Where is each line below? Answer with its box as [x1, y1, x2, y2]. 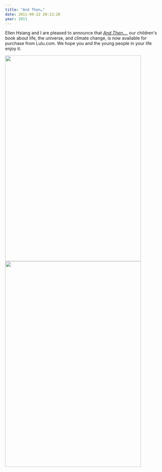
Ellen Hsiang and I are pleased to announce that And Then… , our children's [5, 30, 158, 36]
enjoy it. [5, 45, 21, 52]
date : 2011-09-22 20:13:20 [5, 12, 61, 17]
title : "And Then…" [5, 7, 45, 12]
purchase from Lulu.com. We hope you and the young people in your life [5, 41, 152, 46]
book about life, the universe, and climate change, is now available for [5, 35, 147, 41]
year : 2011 [5, 16, 28, 21]
